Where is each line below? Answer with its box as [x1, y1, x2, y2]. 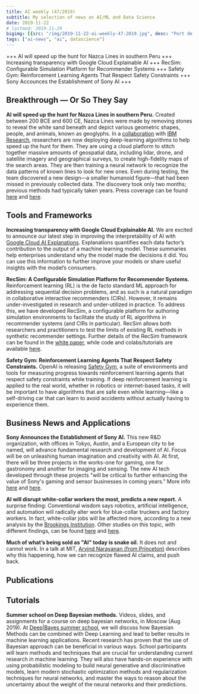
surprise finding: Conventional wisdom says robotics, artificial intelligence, [6, 502, 188, 509]
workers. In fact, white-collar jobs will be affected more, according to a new [6, 515, 191, 522]
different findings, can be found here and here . [6, 527, 121, 535]
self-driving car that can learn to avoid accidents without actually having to [6, 394, 189, 401]
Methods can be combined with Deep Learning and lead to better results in [6, 630, 190, 637]
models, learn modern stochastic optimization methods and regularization [6, 668, 187, 675]
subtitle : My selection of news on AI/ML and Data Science [6, 14, 156, 20]
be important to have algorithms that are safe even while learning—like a [6, 388, 184, 395]
